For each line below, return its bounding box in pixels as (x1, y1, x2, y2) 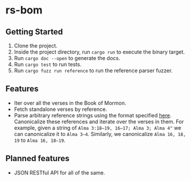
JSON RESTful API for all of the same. (13, 169, 105, 176)
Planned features (5, 154, 70, 163)
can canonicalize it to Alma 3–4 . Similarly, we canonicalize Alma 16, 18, (13, 130, 186, 137)
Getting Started (5, 27, 63, 37)
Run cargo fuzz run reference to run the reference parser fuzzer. (13, 67, 173, 74)
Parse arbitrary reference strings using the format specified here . (13, 112, 172, 119)
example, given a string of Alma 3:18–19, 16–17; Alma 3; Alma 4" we (13, 124, 182, 131)
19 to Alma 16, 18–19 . (13, 137, 66, 144)
